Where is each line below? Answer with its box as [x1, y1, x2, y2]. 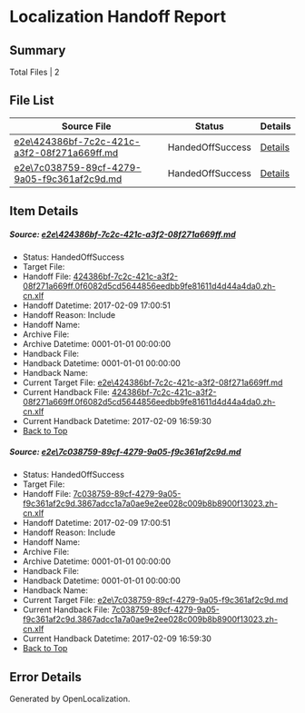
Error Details [9, 669, 82, 685]
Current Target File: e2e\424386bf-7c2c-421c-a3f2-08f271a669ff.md [22, 377, 283, 388]
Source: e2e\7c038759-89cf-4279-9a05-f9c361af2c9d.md [9, 446, 241, 457]
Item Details [9, 203, 79, 219]
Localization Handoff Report [9, 6, 227, 27]
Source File [61, 120, 112, 133]
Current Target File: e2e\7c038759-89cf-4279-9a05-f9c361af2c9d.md [22, 595, 289, 606]
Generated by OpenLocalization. [9, 693, 131, 704]
